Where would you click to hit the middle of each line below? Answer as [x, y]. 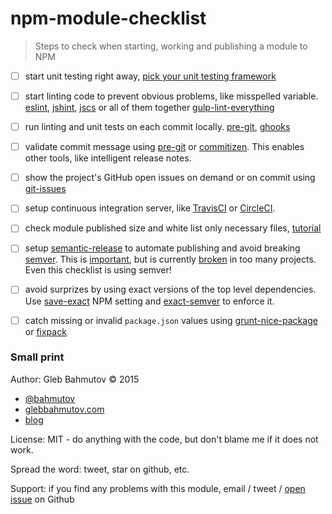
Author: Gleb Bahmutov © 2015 [75, 379]
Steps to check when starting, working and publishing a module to [171, 46]
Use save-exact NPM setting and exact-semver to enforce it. [149, 301]
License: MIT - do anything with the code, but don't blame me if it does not [164, 439]
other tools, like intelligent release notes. [108, 158]
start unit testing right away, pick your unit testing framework [150, 76]
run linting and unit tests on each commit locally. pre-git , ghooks [157, 127]
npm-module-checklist [108, 18]
